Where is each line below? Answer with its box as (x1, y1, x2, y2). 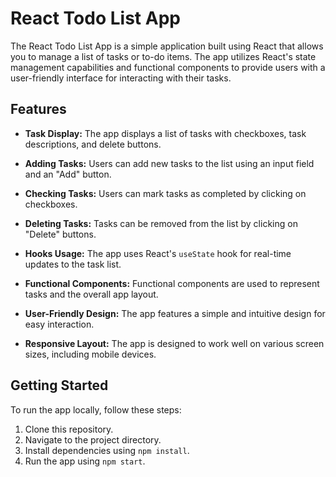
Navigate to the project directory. (24, 433, 162, 446)
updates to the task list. (24, 258, 122, 270)
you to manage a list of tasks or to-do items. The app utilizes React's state (10, 50, 317, 62)
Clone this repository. (24, 423, 114, 435)
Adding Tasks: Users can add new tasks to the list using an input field (24, 157, 315, 169)
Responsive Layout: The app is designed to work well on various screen (24, 337, 325, 349)
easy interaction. (24, 318, 95, 330)
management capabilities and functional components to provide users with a (10, 61, 326, 73)
